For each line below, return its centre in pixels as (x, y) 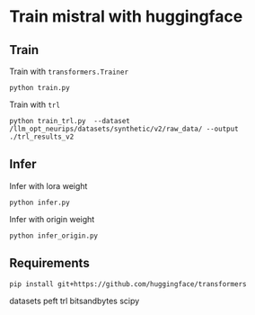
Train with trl (35, 104)
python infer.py (40, 202)
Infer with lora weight (48, 185)
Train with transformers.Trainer (69, 71)
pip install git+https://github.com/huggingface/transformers (128, 284)
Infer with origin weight (52, 219)
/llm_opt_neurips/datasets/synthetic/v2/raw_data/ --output (124, 129)
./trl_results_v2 (42, 137)
